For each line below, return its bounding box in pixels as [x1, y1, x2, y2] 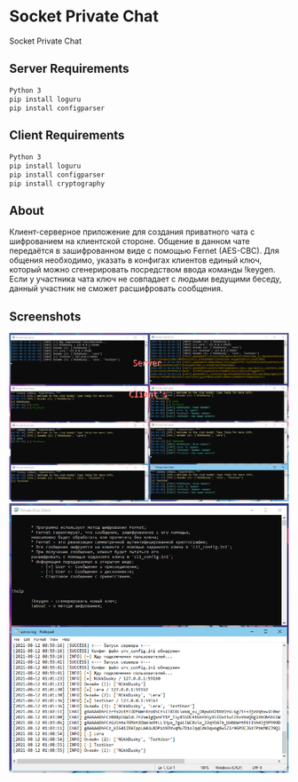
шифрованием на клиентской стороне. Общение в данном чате [9, 236, 250, 247]
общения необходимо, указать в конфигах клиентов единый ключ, [9, 255, 263, 265]
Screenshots [9, 309, 82, 324]
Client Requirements [9, 128, 125, 143]
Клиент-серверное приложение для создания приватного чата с [9, 226, 255, 237]
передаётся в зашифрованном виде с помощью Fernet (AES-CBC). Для [9, 246, 279, 257]
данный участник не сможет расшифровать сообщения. [9, 283, 223, 294]
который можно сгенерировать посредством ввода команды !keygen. [9, 265, 277, 275]
